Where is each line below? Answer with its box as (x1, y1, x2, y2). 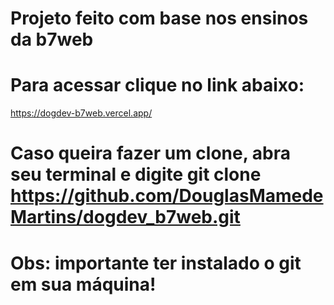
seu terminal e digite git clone (10, 163, 262, 186)
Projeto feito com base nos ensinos (10, 7, 309, 30)
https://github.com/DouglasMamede (10, 185, 324, 207)
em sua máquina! (10, 273, 157, 296)
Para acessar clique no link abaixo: (10, 74, 305, 97)
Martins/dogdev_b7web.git (10, 206, 241, 229)
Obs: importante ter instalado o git (10, 252, 302, 274)
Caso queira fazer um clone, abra (10, 142, 292, 165)
